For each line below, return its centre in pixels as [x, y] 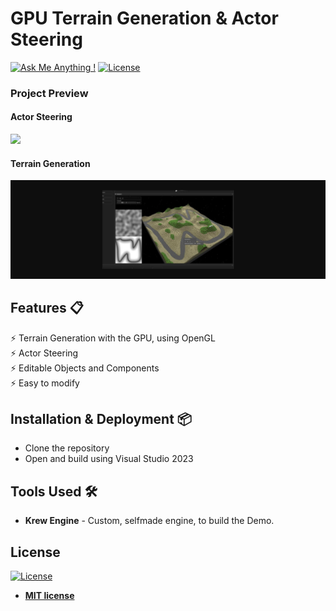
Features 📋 [47, 308]
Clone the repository [67, 448]
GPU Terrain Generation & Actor [144, 18]
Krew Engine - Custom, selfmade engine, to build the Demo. [149, 521]
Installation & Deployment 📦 [101, 418]
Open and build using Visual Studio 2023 [109, 459]
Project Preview [49, 93]
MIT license [49, 596]
